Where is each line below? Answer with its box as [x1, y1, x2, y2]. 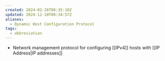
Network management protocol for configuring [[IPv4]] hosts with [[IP [12, 45, 160, 50]
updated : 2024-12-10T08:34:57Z [5, 12, 72, 17]
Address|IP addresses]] [12, 50, 63, 56]
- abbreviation [10, 31, 42, 36]
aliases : [5, 17, 24, 22]
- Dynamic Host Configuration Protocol [10, 21, 95, 27]
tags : [5, 26, 17, 31]
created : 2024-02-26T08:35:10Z [5, 7, 72, 13]
